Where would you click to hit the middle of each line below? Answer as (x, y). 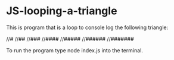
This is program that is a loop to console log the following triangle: (87, 27)
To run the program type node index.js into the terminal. (74, 50)
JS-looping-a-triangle (62, 11)
